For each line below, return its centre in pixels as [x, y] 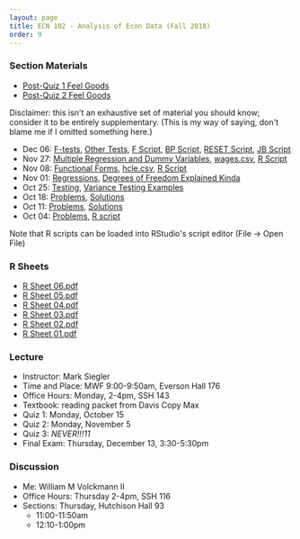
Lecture [26, 356]
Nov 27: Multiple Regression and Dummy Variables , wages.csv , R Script [154, 158]
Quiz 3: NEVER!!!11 [57, 434]
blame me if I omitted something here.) [81, 131]
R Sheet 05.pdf [50, 295]
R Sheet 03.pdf [50, 314]
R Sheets [29, 266]
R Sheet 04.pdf [50, 305]
